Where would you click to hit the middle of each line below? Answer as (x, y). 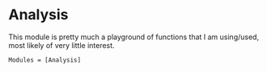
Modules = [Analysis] (45, 60)
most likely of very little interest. (61, 45)
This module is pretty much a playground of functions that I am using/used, (134, 37)
